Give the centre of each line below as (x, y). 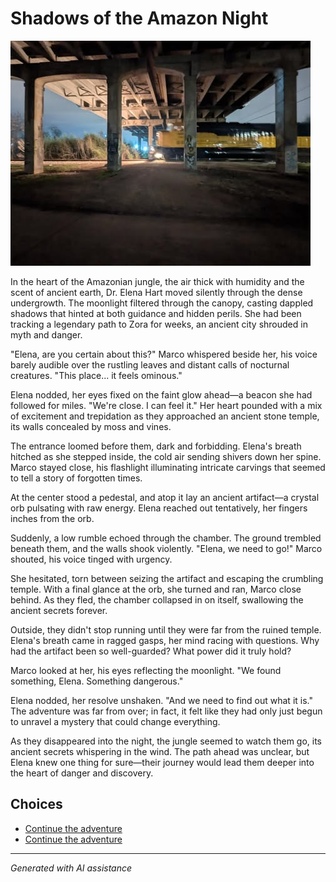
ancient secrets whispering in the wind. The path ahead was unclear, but (160, 751)
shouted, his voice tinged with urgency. (91, 559)
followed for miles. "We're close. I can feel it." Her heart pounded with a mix (166, 405)
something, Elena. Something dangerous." (97, 681)
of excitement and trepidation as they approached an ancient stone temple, (165, 416)
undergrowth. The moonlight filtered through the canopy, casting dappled (162, 303)
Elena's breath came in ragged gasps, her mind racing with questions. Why (165, 640)
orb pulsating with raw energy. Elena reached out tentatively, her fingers (159, 508)
